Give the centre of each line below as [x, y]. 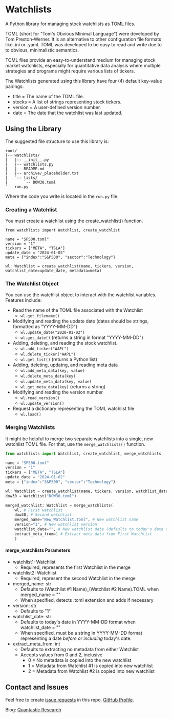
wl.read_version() [40, 398]
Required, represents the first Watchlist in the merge [75, 567]
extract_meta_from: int [36, 643]
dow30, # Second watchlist [43, 515]
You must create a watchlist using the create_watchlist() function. [74, 221]
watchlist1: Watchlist [34, 562]
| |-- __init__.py [27, 160]
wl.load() [31, 415]
